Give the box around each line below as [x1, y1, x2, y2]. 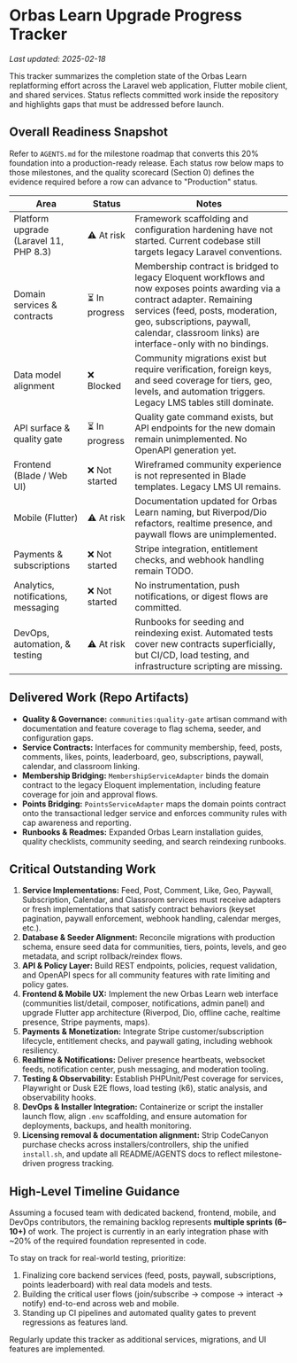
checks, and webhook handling [134, 553, 265, 565]
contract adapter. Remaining [134, 293, 253, 306]
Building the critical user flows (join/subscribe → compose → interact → [21, 1289, 285, 1299]
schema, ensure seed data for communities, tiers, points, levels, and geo [21, 941, 287, 953]
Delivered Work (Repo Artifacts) [9, 690, 189, 705]
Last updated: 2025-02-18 [9, 53, 106, 64]
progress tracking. [47, 1158, 115, 1169]
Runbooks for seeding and [134, 615, 245, 627]
